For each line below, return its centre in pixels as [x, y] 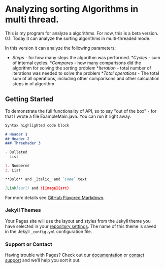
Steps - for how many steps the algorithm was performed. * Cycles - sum [86, 57]
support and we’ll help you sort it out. [43, 260]
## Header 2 [17, 139]
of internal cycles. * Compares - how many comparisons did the [77, 63]
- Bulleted [16, 152]
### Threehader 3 [23, 143]
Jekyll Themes [23, 210]
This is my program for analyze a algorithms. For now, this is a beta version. [82, 33]
